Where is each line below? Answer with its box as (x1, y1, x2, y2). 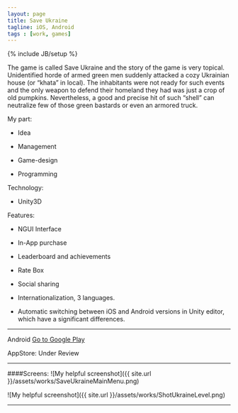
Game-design (17, 156, 58, 165)
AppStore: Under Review (7, 349, 79, 358)
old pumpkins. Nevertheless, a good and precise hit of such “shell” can (7, 94, 215, 102)
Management (17, 143, 57, 151)
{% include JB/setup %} (7, 50, 78, 58)
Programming (17, 170, 58, 178)
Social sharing (17, 280, 59, 288)
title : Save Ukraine (7, 17, 69, 24)
